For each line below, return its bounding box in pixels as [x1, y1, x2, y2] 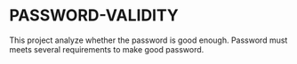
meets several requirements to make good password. [9, 44, 205, 54]
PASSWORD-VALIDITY [9, 5, 180, 26]
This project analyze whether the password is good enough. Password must [9, 35, 288, 45]
